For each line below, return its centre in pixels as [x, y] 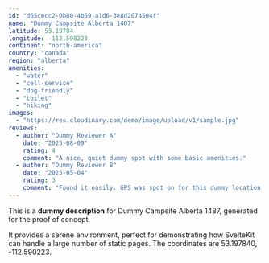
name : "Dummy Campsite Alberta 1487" [72, 23]
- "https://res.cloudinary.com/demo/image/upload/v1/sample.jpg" [128, 121]
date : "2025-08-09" [56, 143]
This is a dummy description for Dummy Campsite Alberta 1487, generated [133, 211]
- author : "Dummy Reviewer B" [66, 166]
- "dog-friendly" [45, 90]
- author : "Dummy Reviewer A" [66, 135]
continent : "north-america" [56, 46]
